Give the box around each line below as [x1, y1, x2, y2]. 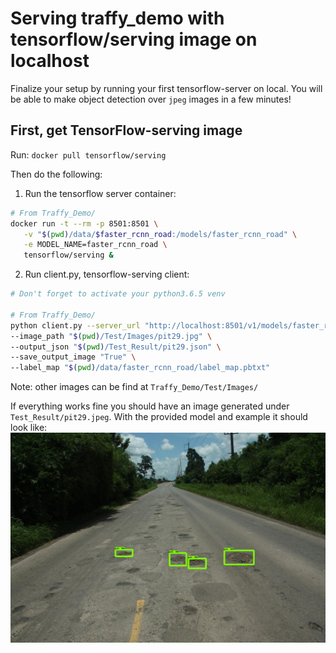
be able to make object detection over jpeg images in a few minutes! [10, 93, 292, 105]
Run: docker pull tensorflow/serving [10, 148, 167, 161]
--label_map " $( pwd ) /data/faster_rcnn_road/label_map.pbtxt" [10, 363, 271, 373]
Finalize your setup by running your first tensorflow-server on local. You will [10, 82, 323, 94]
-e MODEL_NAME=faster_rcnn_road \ [23, 240, 168, 250]
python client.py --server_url [10, 320, 141, 331]
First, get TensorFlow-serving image [10, 122, 243, 139]
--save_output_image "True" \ [10, 352, 137, 362]
